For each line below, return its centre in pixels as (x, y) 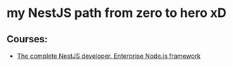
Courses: (27, 39)
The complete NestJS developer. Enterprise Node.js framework (109, 56)
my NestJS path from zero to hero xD (116, 13)
